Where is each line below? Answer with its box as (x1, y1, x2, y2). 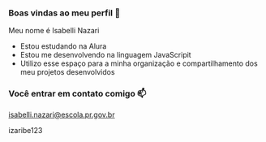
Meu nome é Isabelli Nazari (8, 26, 100, 36)
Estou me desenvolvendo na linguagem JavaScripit (19, 50, 192, 60)
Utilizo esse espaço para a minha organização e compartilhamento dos (19, 58, 258, 68)
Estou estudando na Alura (19, 41, 107, 51)
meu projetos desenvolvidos (19, 67, 115, 77)
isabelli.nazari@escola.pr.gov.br (8, 110, 115, 119)
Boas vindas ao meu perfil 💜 (8, 7, 121, 19)
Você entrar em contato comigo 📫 (8, 88, 147, 100)
